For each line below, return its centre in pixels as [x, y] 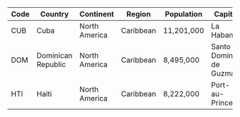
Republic [51, 65]
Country [55, 14]
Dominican [55, 55]
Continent [97, 14]
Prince [222, 103]
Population [184, 14]
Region [139, 14]
